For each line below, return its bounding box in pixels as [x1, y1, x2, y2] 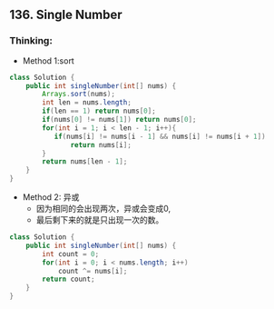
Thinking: [9, 35, 53, 47]
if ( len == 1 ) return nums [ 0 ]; [42, 106, 156, 116]
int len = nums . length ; [42, 98, 132, 107]
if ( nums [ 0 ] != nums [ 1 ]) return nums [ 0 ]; [42, 115, 197, 125]
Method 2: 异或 [22, 192, 80, 203]
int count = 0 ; [42, 249, 100, 258]
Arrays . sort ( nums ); [42, 90, 116, 99]
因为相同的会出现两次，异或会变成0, [35, 204, 171, 214]
